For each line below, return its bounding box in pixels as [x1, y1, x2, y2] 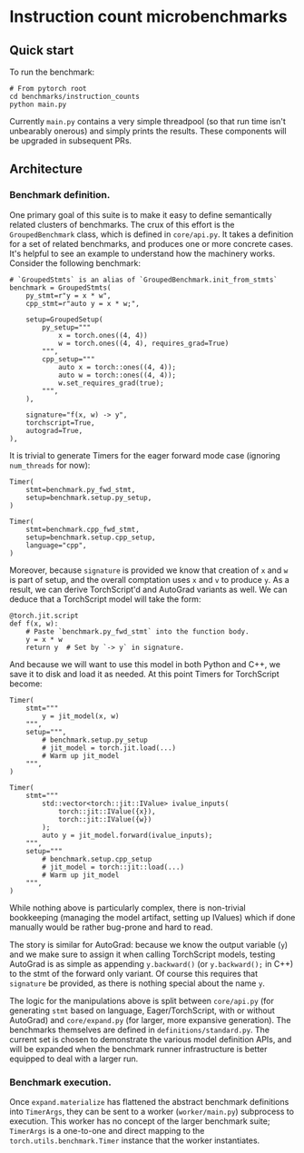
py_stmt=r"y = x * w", [25, 291, 112, 301]
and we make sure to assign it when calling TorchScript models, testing [9, 949, 276, 960]
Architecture [9, 162, 83, 177]
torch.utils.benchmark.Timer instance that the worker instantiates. [9, 1135, 260, 1146]
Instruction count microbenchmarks [9, 6, 288, 27]
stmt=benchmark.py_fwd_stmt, [25, 485, 136, 494]
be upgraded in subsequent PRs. [9, 135, 132, 146]
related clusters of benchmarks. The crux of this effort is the [9, 219, 235, 230]
